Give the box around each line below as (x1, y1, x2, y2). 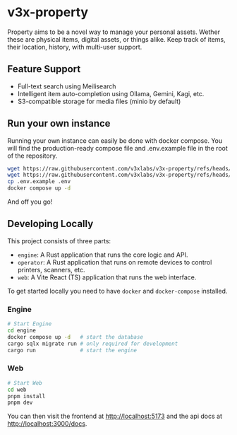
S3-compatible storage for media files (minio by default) (17, 97, 181, 105)
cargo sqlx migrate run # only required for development (7, 340, 178, 347)
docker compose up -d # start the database (7, 333, 143, 340)
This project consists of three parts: (7, 236, 111, 245)
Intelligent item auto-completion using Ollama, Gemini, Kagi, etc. (17, 89, 205, 98)
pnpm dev (7, 399, 33, 407)
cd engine (7, 327, 37, 335)
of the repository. (7, 151, 58, 160)
